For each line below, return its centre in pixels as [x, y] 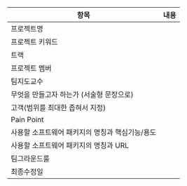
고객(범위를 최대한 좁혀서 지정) [58, 108]
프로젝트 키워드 [34, 42]
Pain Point [27, 120]
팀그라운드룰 [30, 159]
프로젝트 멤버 [31, 68]
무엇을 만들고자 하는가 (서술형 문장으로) [72, 94]
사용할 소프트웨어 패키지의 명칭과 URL [70, 145]
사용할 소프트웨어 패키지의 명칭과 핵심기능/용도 [84, 132]
